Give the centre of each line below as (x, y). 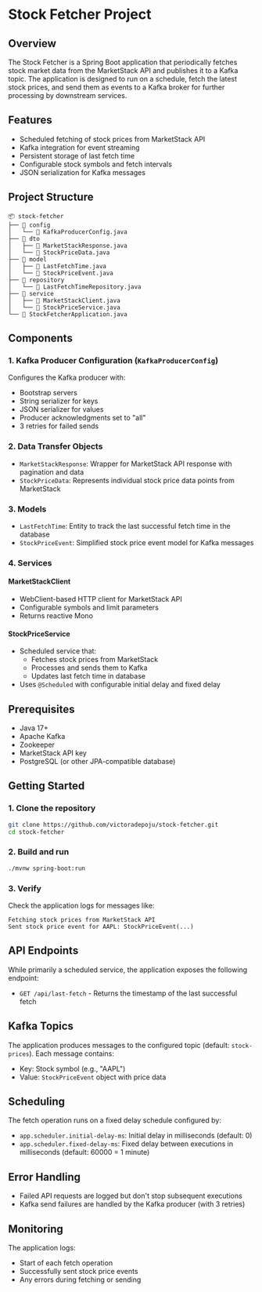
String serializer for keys (59, 401)
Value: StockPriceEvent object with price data (93, 1077)
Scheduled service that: (57, 651)
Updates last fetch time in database (88, 676)
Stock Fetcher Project (80, 15)
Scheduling (36, 1101)
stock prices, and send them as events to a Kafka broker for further (117, 87)
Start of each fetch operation (66, 1263)
